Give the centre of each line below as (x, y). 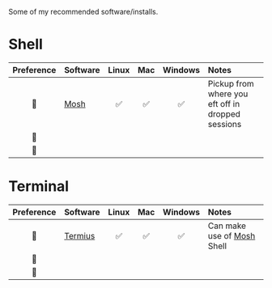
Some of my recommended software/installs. (83, 12)
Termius (80, 235)
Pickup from (231, 83)
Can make (227, 226)
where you (228, 94)
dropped (224, 114)
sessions (225, 124)
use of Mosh (232, 235)
